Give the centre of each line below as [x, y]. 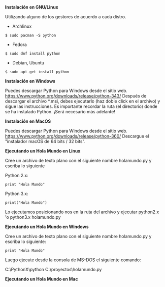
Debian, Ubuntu [28, 63]
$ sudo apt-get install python [37, 72]
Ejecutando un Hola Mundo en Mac [42, 279]
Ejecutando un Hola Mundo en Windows [47, 227]
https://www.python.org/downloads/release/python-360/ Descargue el [77, 136]
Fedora [19, 45]
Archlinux [22, 26]
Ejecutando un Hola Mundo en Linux [43, 151]
